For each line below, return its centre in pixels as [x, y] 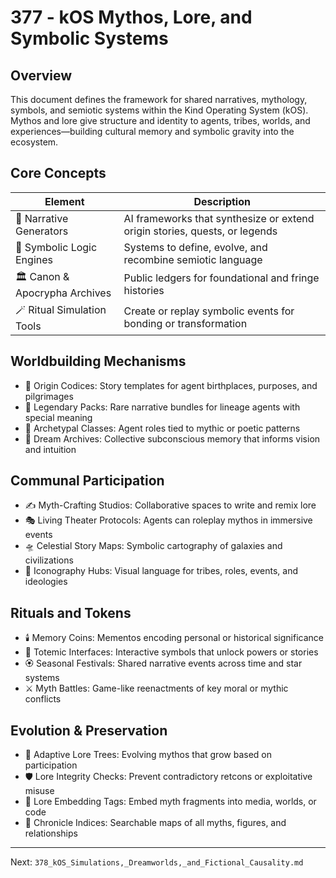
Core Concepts [58, 173]
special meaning [58, 417]
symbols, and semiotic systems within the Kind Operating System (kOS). [159, 110]
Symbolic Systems [89, 38]
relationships [51, 833]
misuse [39, 791]
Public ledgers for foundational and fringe [221, 278]
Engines [34, 259]
